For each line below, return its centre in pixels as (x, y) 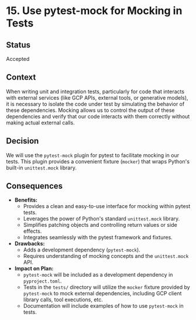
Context (21, 77)
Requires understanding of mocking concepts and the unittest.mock (106, 256)
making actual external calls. (40, 122)
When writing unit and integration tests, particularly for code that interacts (95, 91)
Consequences (35, 186)
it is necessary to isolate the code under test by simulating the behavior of (95, 104)
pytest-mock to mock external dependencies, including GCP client (102, 294)
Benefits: (26, 200)
